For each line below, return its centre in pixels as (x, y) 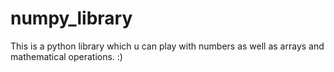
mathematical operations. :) (66, 56)
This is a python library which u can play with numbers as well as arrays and (167, 46)
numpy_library (71, 18)
